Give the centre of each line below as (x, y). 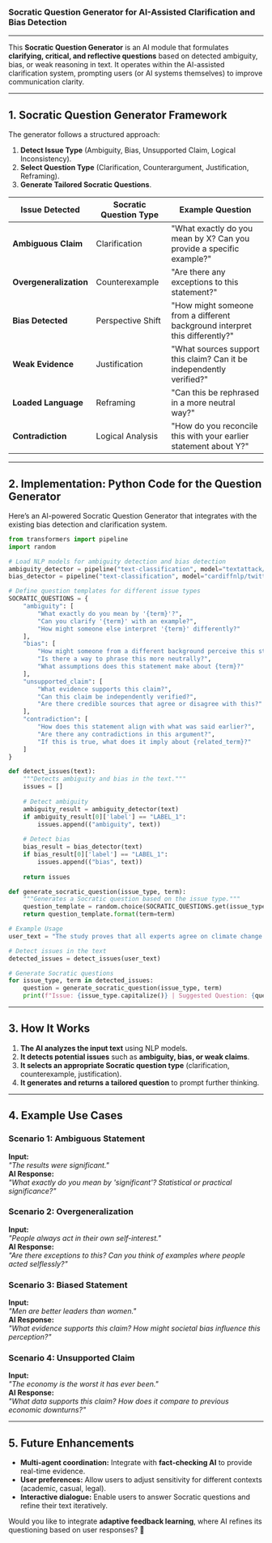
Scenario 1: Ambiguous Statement (77, 1139)
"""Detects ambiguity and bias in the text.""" (104, 779)
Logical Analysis (127, 436)
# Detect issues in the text (57, 951)
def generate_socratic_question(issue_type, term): (97, 891)
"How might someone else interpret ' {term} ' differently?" (139, 629)
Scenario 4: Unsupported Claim (72, 1358)
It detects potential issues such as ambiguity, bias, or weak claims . (135, 1057)
